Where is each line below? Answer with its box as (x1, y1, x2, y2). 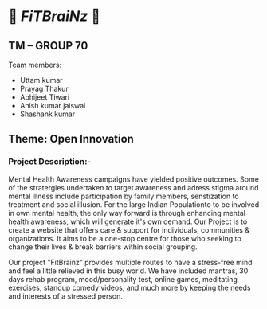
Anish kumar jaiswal (19, 101, 86, 110)
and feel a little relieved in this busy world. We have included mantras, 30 (8, 266, 249, 276)
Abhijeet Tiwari (19, 92, 70, 102)
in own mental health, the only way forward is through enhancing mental (8, 208, 245, 217)
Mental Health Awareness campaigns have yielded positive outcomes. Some (8, 174, 259, 184)
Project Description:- (8, 156, 92, 167)
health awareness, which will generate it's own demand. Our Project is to (8, 217, 248, 226)
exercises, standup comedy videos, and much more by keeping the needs (8, 283, 251, 292)
